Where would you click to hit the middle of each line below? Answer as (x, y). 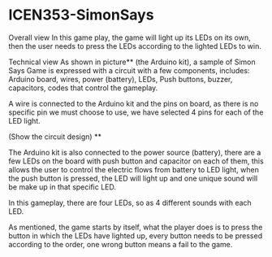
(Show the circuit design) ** (55, 137)
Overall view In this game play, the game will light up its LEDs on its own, (130, 37)
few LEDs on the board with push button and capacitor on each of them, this (136, 161)
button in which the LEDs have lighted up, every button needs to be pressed (135, 235)
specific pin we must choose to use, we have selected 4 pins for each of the (136, 112)
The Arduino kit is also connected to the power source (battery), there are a (135, 152)
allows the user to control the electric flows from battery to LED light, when (134, 169)
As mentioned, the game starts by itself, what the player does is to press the (136, 227)
